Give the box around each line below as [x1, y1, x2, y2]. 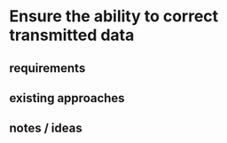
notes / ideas [9, 121, 82, 136]
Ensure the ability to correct [9, 6, 219, 27]
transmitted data [9, 25, 135, 45]
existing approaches [9, 91, 126, 106]
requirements [9, 60, 86, 75]
